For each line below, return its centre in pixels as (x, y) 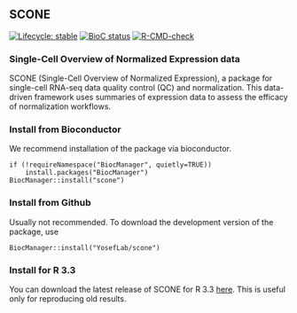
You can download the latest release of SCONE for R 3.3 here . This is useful (148, 289)
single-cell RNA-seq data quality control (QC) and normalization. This (136, 88)
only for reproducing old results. (68, 299)
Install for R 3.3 (43, 270)
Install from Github (50, 203)
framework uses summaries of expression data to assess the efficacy (161, 98)
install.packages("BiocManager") (87, 173)
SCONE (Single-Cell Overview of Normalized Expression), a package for (141, 78)
